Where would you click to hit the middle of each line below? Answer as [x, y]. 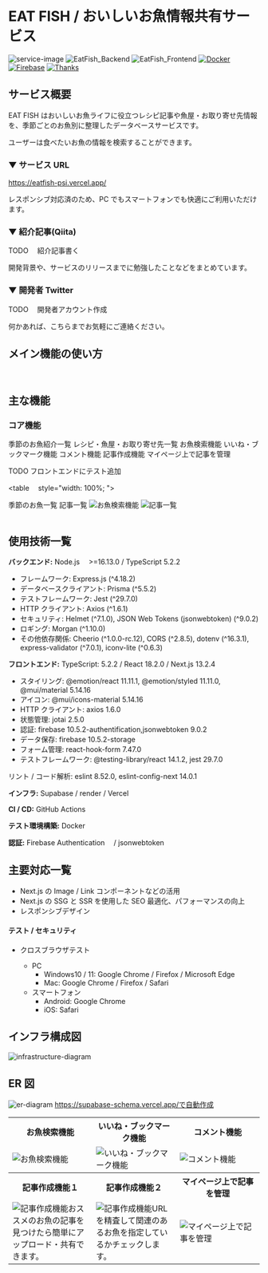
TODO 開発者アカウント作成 [58, 309]
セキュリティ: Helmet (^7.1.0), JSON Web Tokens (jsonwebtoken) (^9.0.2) [139, 619]
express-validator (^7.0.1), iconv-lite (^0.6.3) [91, 647]
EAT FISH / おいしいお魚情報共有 [115, 16]
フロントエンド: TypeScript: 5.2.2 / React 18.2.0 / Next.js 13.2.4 [112, 664]
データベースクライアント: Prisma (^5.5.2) [88, 588]
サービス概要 [40, 95]
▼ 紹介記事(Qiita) [42, 231]
